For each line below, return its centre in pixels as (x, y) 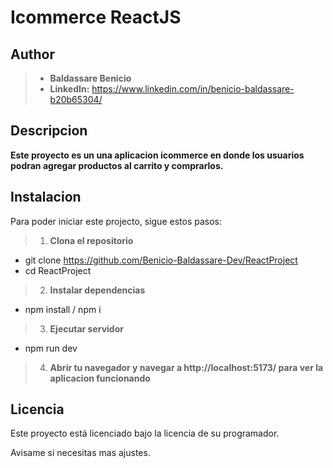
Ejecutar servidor (86, 328)
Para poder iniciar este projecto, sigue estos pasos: (116, 221)
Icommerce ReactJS (96, 17)
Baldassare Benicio (90, 78)
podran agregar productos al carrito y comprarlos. (117, 165)
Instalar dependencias (97, 290)
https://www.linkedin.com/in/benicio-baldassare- (193, 89)
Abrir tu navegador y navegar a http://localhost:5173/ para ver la (186, 367)
